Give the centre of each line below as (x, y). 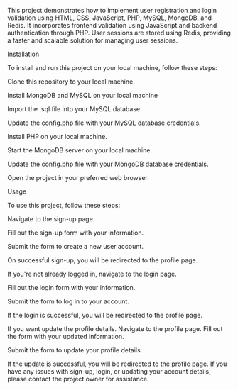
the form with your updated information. (66, 336)
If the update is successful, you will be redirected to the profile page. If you (117, 364)
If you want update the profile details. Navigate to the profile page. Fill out (115, 329)
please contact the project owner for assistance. (78, 379)
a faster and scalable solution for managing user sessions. (93, 40)
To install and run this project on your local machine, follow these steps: (112, 68)
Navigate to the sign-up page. (51, 219)
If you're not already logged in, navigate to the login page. (92, 274)
